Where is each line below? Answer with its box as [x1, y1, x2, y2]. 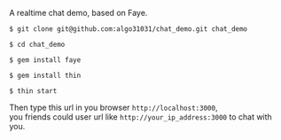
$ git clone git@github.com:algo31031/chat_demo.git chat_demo [9, 25, 248, 34]
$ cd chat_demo [9, 40, 66, 49]
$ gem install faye [9, 56, 82, 65]
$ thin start [9, 87, 58, 96]
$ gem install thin [9, 71, 82, 80]
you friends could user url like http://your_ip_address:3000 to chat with [9, 112, 272, 122]
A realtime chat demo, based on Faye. [9, 8, 148, 18]
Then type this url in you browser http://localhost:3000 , [9, 102, 218, 113]
